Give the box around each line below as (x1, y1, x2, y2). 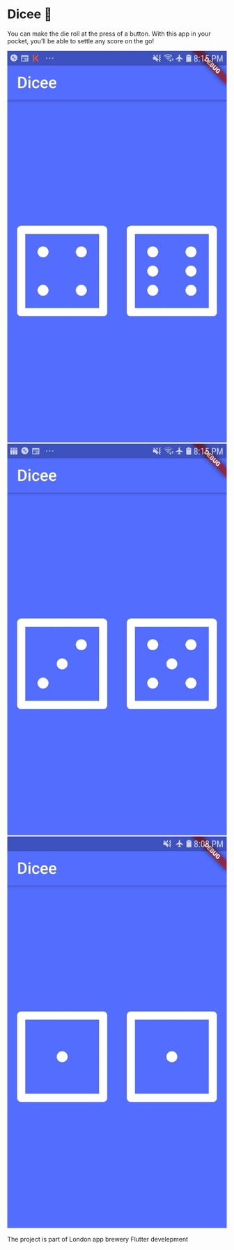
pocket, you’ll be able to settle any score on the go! (7, 36, 155, 45)
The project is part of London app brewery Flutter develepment (7, 1235, 189, 1243)
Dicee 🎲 (7, 6, 52, 22)
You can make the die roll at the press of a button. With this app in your (7, 29, 211, 38)
